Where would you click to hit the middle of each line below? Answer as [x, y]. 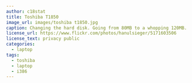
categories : [20, 44]
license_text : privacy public [43, 39]
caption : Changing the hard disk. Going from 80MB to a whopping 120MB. [97, 28]
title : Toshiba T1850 [32, 17]
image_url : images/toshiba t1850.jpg [52, 22]
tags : [13, 55]
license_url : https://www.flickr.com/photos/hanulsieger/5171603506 [91, 33]
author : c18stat [26, 11]
